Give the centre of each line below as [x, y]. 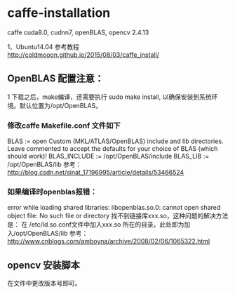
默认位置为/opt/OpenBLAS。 [61, 105]
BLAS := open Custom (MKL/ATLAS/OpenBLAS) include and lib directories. [115, 141]
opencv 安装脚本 [44, 265]
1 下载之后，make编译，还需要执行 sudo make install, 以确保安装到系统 [109, 97]
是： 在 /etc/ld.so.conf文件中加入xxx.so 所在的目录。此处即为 [96, 225]
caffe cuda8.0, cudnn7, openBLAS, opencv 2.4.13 [78, 32]
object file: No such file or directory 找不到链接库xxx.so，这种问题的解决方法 [118, 216]
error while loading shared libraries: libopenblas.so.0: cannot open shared [114, 208]
